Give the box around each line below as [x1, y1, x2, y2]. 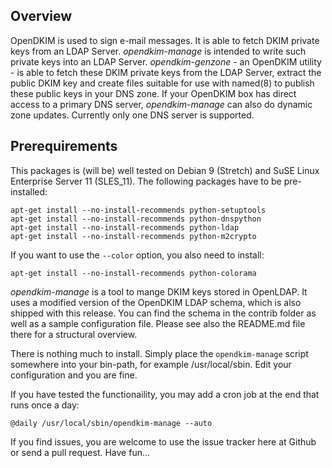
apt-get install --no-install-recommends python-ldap [10, 222, 240, 233]
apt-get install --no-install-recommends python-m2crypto [10, 231, 257, 241]
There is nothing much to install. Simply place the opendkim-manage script [10, 347, 309, 359]
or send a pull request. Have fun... [10, 446, 151, 458]
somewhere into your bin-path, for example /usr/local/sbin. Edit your [10, 358, 292, 370]
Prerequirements [10, 138, 118, 155]
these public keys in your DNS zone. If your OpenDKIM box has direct [10, 87, 297, 99]
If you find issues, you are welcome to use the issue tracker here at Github [10, 435, 317, 448]
